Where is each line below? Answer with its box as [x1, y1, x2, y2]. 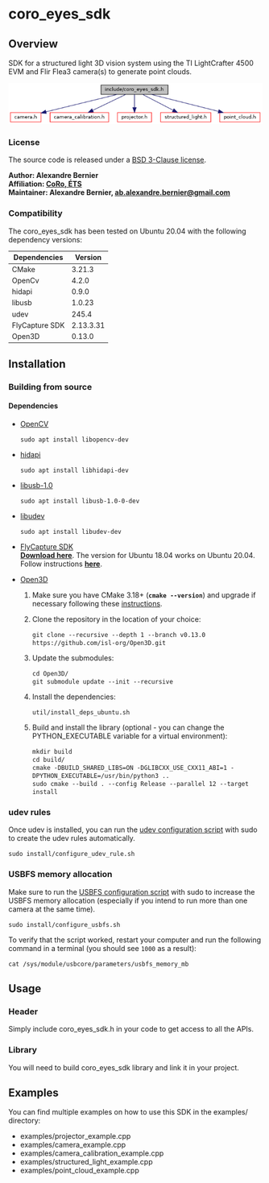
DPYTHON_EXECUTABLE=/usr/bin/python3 [31, 772, 159, 780]
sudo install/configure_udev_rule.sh [8, 850, 135, 858]
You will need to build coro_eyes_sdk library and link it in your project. [8, 1062, 240, 1072]
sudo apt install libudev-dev [19, 528, 122, 536]
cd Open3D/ [31, 670, 69, 678]
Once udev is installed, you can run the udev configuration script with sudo [8, 825, 258, 834]
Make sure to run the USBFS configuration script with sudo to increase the [8, 887, 255, 896]
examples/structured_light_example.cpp [19, 1157, 153, 1167]
